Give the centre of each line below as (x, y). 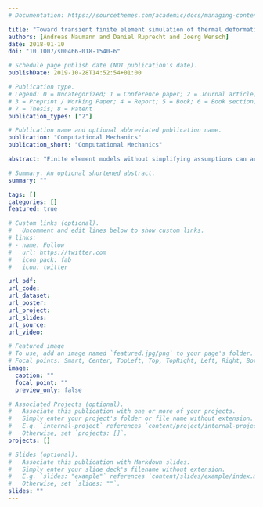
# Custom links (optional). (54, 223)
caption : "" (35, 375)
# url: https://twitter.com (58, 252)
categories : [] (33, 202)
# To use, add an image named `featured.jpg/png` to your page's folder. (131, 353)
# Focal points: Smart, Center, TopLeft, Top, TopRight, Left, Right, (126, 361)
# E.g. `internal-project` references (75, 426)
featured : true (33, 209)
